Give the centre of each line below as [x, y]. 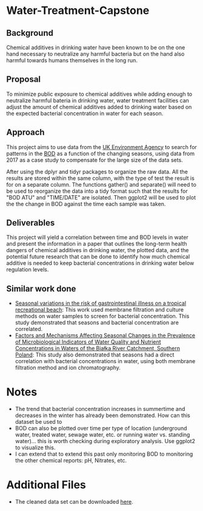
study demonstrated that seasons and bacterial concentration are [97, 322]
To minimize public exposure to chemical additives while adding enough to [99, 94]
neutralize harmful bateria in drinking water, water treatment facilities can [98, 100]
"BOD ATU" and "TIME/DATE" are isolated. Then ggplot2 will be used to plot [101, 197]
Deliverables [31, 223]
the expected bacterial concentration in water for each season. [85, 113]
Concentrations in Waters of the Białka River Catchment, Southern [98, 349]
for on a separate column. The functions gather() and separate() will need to [101, 184]
